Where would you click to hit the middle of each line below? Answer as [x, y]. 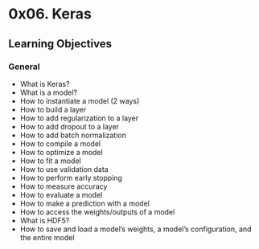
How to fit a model [51, 161]
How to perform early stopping [71, 178]
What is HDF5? [45, 220]
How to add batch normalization [73, 135]
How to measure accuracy [64, 186]
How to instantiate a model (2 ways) [80, 100]
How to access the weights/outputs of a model [97, 212]
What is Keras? [45, 84]
